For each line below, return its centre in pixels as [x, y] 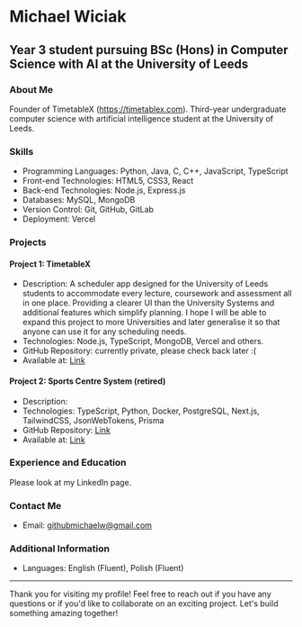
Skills [22, 151]
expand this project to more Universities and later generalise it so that [151, 323]
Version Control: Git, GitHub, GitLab [88, 210]
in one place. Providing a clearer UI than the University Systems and [148, 303]
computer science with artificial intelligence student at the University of [142, 118]
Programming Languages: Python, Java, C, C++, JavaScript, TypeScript [155, 171]
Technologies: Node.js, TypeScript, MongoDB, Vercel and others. [143, 341]
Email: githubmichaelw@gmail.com [87, 525]
